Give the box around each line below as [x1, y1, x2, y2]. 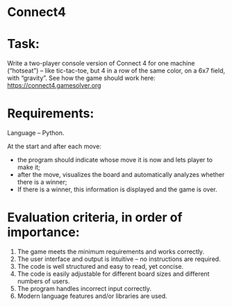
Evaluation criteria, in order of [7, 210, 183, 226]
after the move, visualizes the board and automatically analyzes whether [17, 171, 225, 179]
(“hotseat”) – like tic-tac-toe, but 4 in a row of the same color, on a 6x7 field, [7, 67, 226, 75]
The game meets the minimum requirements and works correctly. [17, 248, 205, 255]
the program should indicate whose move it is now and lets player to [17, 156, 213, 164]
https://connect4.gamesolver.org [7, 81, 101, 90]
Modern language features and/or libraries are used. [17, 292, 168, 300]
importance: [7, 224, 80, 240]
